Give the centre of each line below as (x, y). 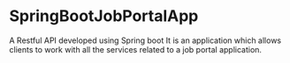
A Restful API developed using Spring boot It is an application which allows (145, 40)
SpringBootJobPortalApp (104, 16)
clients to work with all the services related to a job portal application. (136, 49)
